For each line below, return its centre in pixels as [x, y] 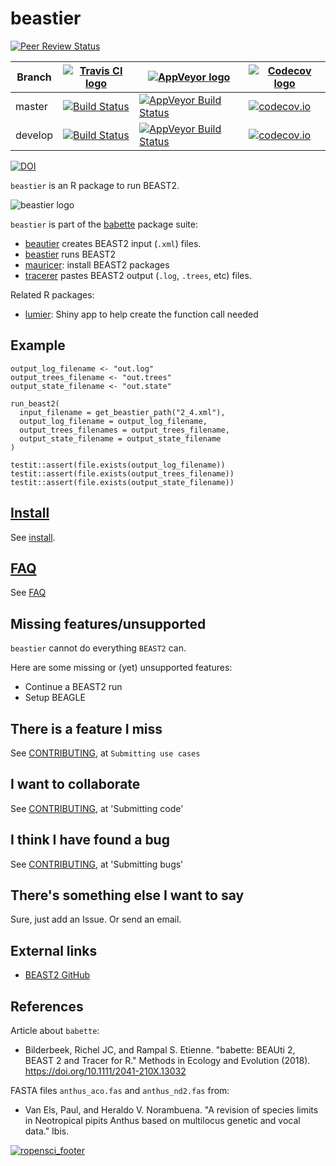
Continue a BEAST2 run [73, 687]
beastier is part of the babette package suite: [104, 224]
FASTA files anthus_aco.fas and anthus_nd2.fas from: [120, 1091]
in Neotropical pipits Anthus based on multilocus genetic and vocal [162, 1121]
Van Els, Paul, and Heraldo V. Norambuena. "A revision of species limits [171, 1110]
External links [54, 950]
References [47, 1006]
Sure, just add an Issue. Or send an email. [96, 919]
